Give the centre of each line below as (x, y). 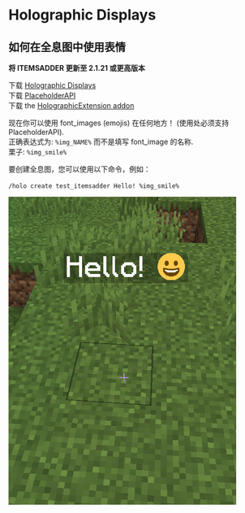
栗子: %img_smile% (38, 152)
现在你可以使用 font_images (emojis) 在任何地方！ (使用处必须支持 (119, 123)
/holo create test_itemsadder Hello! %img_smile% (94, 186)
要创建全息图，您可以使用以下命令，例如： (80, 169)
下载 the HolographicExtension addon (71, 106)
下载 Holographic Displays (52, 85)
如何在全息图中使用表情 (67, 47)
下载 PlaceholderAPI (42, 96)
